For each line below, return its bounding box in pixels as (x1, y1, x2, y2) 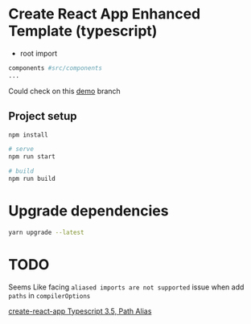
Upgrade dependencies (8, 202, 169, 220)
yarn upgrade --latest (8, 228, 84, 236)
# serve (8, 146, 35, 154)
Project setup (8, 109, 78, 123)
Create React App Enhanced (8, 5, 201, 23)
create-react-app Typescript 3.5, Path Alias (8, 306, 152, 316)
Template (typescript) (8, 22, 158, 40)
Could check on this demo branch (8, 86, 121, 96)
